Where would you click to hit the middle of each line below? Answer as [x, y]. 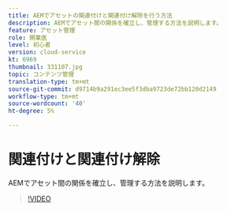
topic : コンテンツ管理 [41, 74]
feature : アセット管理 [42, 30]
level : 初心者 [30, 45]
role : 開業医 [28, 38]
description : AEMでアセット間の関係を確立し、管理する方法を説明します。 [115, 23]
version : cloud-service [47, 52]
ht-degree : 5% [32, 111]
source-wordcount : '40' [47, 104]
